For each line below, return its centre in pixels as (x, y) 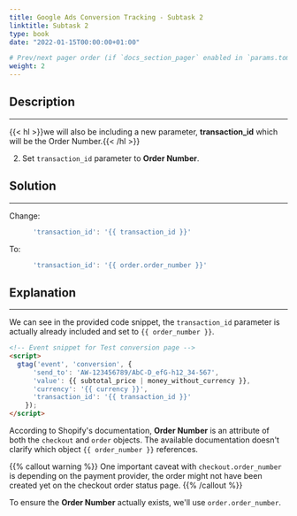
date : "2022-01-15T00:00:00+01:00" (75, 42)
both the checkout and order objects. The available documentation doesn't (145, 440)
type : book (29, 34)
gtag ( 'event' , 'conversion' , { (75, 364)
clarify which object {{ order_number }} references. (104, 450)
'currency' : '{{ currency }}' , (90, 389)
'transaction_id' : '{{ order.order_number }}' (120, 265)
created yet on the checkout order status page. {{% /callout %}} (126, 485)
